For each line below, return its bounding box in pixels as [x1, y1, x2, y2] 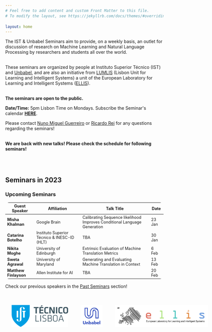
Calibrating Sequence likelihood [82, 214, 142, 220]
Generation [82, 224, 103, 229]
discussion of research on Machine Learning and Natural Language [5, 44, 145, 50]
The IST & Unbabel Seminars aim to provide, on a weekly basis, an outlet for [5, 38, 163, 45]
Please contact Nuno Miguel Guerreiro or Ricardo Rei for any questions [5, 120, 152, 126]
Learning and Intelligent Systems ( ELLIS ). [5, 80, 90, 87]
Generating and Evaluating [82, 257, 132, 262]
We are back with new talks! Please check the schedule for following [5, 141, 152, 147]
